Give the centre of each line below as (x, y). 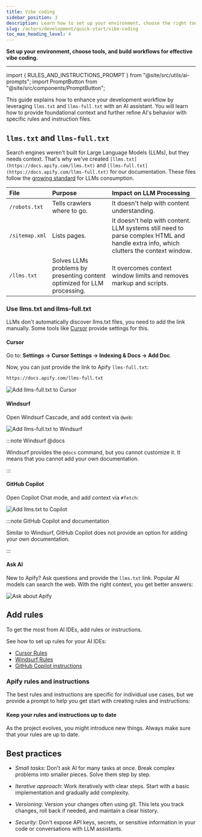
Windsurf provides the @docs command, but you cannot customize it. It (93, 452)
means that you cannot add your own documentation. (73, 459)
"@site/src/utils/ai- (167, 75)
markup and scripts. (140, 283)
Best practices (34, 753)
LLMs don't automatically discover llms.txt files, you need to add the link (96, 322)
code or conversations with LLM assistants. (69, 829)
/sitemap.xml (28, 235)
